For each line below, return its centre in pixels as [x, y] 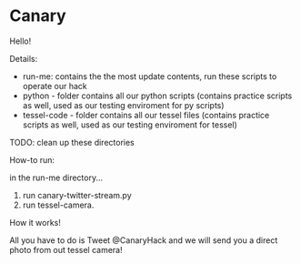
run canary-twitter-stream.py [77, 195]
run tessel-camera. [58, 205]
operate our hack [55, 86]
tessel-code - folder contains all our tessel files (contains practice [146, 115]
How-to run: [32, 159]
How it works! [35, 222]
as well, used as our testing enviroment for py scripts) [123, 105]
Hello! [20, 41]
